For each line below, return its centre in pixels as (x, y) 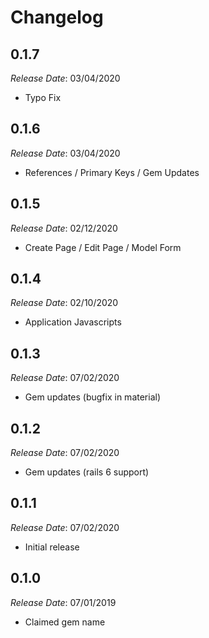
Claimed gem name (65, 622)
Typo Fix (43, 97)
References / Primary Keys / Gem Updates (112, 172)
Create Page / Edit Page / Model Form (103, 247)
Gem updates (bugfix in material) (93, 397)
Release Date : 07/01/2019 (63, 602)
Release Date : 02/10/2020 (64, 303)
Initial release (52, 547)
